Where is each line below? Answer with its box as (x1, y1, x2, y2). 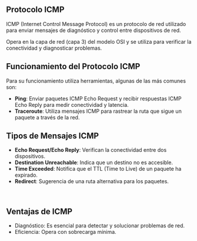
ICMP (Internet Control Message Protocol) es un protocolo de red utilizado (6, 20, 186, 27)
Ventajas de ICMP (6, 206, 72, 216)
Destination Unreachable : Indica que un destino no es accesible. (14, 159, 173, 166)
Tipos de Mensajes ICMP (6, 131, 99, 141)
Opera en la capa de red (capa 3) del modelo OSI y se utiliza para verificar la (6, 38, 192, 45)
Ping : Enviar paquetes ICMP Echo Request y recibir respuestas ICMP (14, 95, 182, 102)
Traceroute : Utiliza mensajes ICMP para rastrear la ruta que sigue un (14, 108, 182, 115)
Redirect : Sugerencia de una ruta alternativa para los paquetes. (14, 178, 169, 185)
